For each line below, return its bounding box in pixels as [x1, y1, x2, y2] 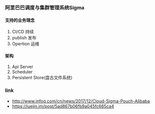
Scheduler [12, 69, 33, 75]
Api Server [12, 64, 34, 70]
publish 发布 [12, 35, 37, 41]
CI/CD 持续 [12, 29, 34, 35]
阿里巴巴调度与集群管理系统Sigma [5, 4, 85, 11]
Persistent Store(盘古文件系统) [12, 75, 72, 81]
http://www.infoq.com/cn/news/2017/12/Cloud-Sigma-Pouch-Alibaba [12, 98, 150, 104]
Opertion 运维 [12, 41, 40, 47]
